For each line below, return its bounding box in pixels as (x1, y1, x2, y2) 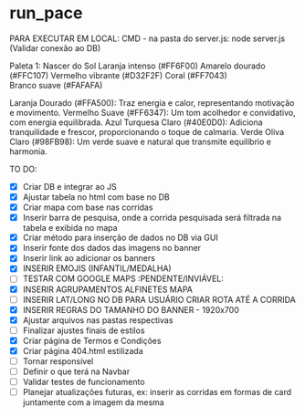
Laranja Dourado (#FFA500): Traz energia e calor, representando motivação (9, 97, 295, 108)
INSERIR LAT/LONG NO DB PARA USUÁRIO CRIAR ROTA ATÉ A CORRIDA (22, 294, 297, 305)
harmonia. (9, 145, 47, 157)
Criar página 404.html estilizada (22, 345, 143, 356)
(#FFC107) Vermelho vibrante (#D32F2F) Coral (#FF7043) (9, 69, 228, 80)
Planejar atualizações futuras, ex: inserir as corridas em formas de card (22, 387, 292, 398)
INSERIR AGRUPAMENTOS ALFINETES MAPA (22, 284, 194, 295)
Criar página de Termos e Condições (22, 335, 162, 346)
